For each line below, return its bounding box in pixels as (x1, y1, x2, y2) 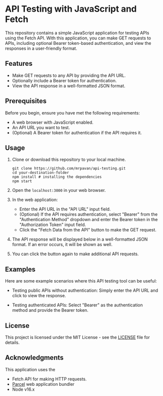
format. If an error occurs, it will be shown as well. (12, 242, 113, 247)
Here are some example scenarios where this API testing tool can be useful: (5, 278, 157, 284)
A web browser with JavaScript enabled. (12, 119, 94, 125)
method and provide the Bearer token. (12, 307, 89, 313)
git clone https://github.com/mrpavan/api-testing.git (12, 166, 126, 171)
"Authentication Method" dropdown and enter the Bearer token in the (19, 217, 158, 223)
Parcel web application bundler (12, 381, 74, 387)
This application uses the (5, 366, 55, 372)
